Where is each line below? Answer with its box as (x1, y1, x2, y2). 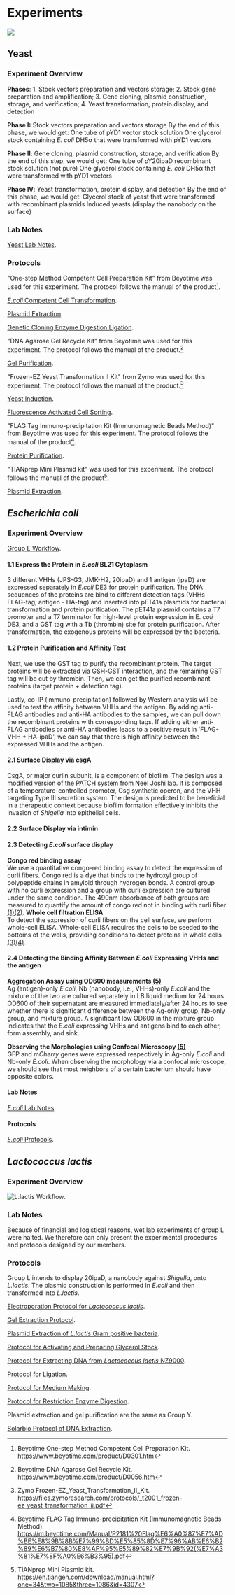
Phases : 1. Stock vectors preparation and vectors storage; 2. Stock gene (7, 85, 217, 93)
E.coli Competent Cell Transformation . (7, 296, 117, 304)
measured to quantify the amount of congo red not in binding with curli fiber (7, 900, 227, 909)
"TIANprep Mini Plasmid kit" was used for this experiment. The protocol (7, 465, 213, 473)
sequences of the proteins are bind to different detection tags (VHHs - (7, 590, 210, 599)
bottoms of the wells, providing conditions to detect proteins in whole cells (7, 930, 222, 939)
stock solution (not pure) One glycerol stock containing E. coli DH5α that (7, 164, 216, 172)
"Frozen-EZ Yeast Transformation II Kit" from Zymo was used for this (7, 372, 206, 381)
